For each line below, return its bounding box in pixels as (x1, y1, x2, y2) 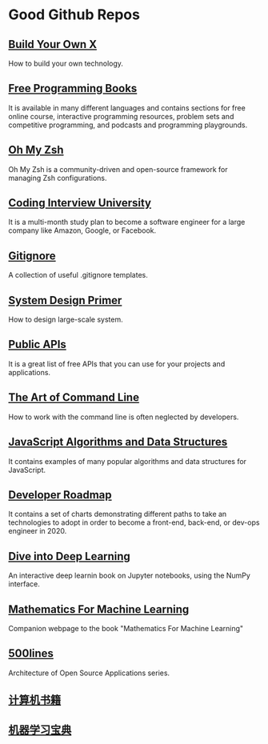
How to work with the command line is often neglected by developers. (8, 412, 239, 422)
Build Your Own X (8, 38, 98, 51)
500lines (8, 646, 54, 661)
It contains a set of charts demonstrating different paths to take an (8, 510, 227, 519)
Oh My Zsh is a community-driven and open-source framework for (8, 164, 228, 174)
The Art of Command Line (8, 390, 140, 405)
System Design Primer (8, 294, 122, 307)
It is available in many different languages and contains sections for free (8, 102, 246, 113)
